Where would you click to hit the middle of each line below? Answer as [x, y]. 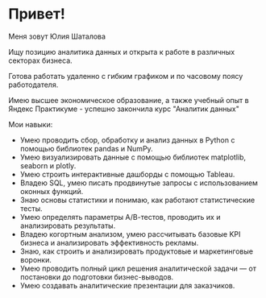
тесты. [31, 208]
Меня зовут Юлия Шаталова [57, 36]
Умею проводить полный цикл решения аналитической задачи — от [138, 268]
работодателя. [33, 85]
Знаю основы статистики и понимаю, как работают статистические [137, 200]
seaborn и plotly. [48, 165]
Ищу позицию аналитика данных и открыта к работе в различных [122, 52]
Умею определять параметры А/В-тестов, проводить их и [120, 217]
